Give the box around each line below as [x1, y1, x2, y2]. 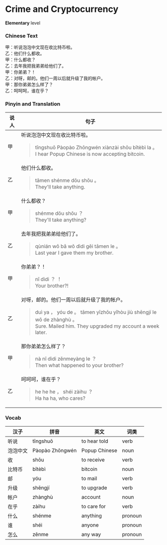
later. [35, 329, 47, 336]
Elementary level [5, 20, 41, 26]
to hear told [81, 438, 108, 445]
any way [81, 531, 101, 538]
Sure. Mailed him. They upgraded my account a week [35, 322, 160, 329]
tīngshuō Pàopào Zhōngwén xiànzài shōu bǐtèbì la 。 [35, 144, 158, 151]
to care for [81, 503, 106, 510]
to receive [81, 456, 105, 463]
